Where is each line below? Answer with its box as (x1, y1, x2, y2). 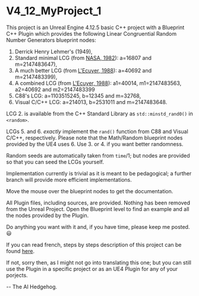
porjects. (6, 272, 28, 279)
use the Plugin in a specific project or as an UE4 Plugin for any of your (6, 265, 178, 272)
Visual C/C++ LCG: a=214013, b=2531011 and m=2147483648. (14, 98, 168, 105)
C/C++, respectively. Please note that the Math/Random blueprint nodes (6, 134, 183, 141)
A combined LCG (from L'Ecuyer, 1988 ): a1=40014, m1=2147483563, (14, 79, 182, 87)
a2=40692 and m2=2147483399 (14, 86, 95, 93)
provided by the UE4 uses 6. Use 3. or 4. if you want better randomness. (6, 140, 184, 147)
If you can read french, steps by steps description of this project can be (6, 241, 182, 248)
